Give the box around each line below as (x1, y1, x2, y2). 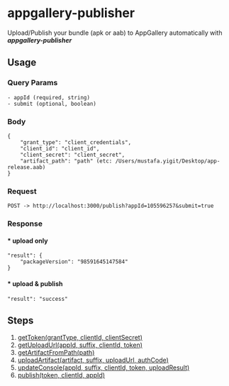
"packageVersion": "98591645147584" (20, 258, 129, 265)
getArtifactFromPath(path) (17, 348, 95, 357)
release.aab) (7, 163, 46, 171)
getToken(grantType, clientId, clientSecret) (17, 333, 143, 342)
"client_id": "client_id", (20, 145, 100, 152)
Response (7, 219, 43, 228)
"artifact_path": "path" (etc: (20, 158, 113, 165)
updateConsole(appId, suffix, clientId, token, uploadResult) (17, 363, 190, 372)
